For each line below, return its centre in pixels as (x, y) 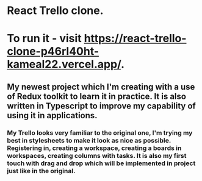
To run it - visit (44, 39)
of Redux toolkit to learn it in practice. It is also (97, 96)
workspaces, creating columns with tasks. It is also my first (97, 155)
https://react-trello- (135, 39)
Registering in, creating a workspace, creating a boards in (94, 148)
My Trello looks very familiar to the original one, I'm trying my (100, 133)
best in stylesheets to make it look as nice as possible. (89, 140)
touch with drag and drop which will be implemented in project (101, 163)
